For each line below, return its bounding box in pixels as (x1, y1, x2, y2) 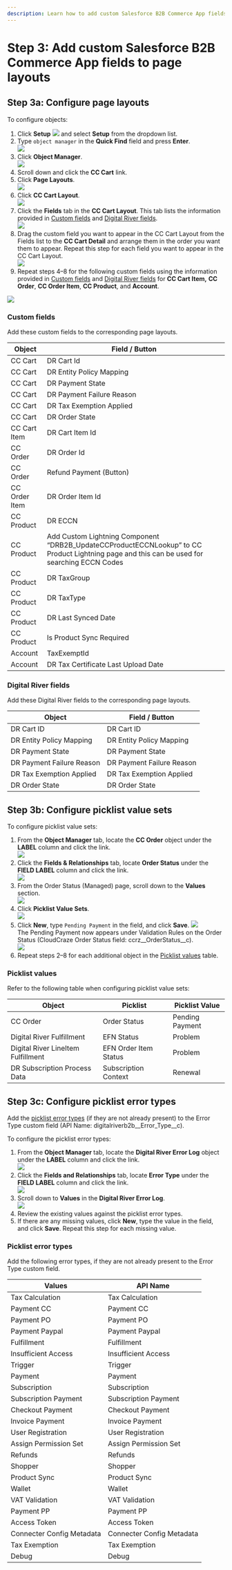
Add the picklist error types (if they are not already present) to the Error (7, 1114, 211, 1122)
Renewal (172, 1067, 201, 1077)
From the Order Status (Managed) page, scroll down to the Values (17, 882, 206, 890)
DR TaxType (46, 593, 86, 602)
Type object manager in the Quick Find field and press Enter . (17, 136, 191, 145)
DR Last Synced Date (46, 613, 116, 622)
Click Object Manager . (17, 152, 83, 161)
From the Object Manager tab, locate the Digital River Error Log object (17, 1148, 220, 1157)
